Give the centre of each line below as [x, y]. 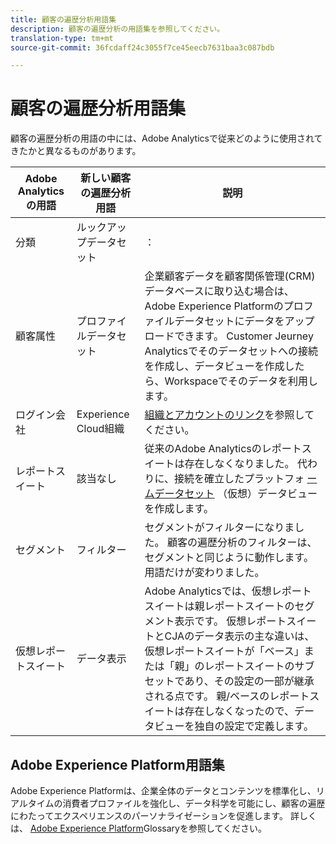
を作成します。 [179, 509]
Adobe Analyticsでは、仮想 [208, 591]
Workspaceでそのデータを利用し [241, 381]
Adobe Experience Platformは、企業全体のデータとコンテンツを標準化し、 [163, 790]
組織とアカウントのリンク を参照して [229, 415]
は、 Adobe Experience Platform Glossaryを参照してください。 [139, 828]
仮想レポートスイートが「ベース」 [224, 651]
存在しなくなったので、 [239, 711]
